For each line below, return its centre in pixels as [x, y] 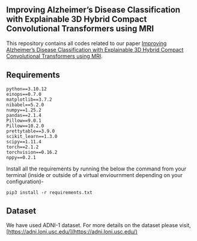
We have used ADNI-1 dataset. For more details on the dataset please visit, [98, 225]
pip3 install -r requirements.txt [50, 192]
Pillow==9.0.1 [24, 120]
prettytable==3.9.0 [31, 131]
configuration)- [25, 181]
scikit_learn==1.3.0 [32, 136]
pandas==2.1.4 [24, 115]
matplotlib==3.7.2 [29, 99]
